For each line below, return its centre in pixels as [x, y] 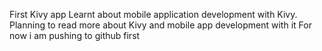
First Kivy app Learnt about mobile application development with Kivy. [153, 14]
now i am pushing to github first [75, 35]
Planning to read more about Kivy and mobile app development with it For [160, 25]
